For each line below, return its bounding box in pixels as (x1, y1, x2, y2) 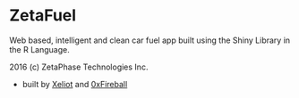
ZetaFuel (9, 5, 77, 26)
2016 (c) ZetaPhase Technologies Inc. (9, 61, 149, 72)
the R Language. (9, 44, 70, 54)
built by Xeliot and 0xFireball (21, 78, 128, 89)
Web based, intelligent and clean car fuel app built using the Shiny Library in (9, 35, 291, 45)
